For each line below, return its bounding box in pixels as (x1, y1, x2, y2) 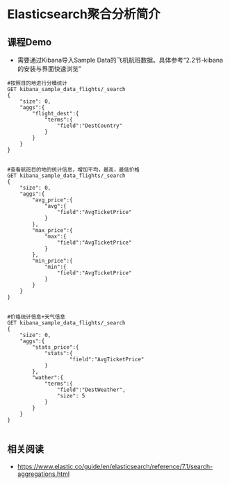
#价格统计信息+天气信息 (7, 313, 66, 320)
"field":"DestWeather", (56, 386, 126, 393)
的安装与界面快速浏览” (17, 65, 81, 73)
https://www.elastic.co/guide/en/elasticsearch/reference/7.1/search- (17, 462, 213, 470)
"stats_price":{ (32, 344, 79, 351)
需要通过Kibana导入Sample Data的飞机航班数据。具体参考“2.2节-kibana (17, 56, 224, 64)
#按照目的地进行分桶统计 (7, 80, 67, 87)
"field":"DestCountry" (56, 122, 123, 129)
